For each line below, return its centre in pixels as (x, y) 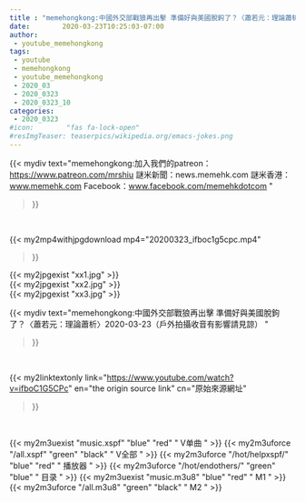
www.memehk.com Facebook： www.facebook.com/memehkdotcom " (141, 186)
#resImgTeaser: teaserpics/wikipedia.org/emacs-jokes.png (121, 136)
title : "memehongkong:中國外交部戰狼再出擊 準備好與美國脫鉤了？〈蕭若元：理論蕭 (151, 18)
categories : (32, 111)
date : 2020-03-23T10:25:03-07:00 (87, 26)
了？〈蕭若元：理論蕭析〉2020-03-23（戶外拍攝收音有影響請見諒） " (139, 324)
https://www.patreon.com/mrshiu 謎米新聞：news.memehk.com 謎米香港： (150, 175)
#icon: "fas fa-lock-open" (75, 128)
